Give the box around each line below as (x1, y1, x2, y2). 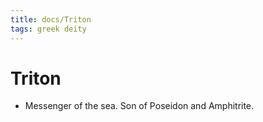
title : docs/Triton (10, 14, 92, 25)
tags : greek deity (10, 24, 87, 34)
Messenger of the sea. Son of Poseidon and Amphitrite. (24, 100, 255, 112)
